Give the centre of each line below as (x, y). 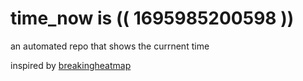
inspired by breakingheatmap (71, 65)
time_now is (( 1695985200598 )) (152, 18)
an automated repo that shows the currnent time (110, 46)
